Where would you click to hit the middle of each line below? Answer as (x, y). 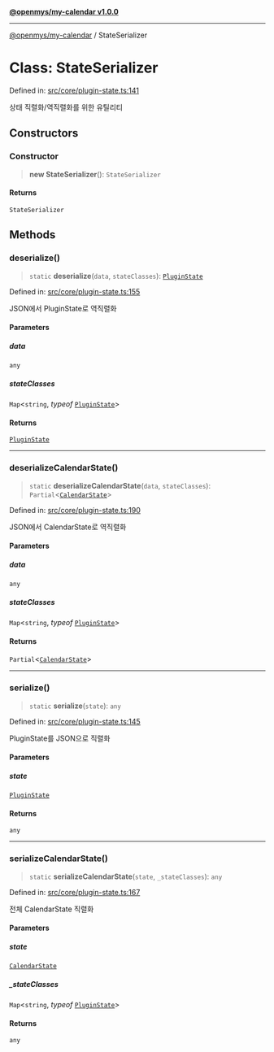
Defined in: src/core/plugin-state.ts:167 (75, 892)
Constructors (44, 133)
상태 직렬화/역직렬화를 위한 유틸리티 (66, 107)
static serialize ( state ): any (75, 706)
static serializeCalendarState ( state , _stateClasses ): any (126, 876)
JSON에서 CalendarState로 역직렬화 (68, 527)
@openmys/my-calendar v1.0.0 (64, 12)
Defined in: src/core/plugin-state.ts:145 (75, 721)
